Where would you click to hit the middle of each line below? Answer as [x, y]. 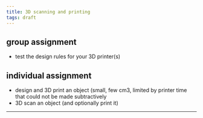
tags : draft [21, 18]
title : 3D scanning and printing [48, 12]
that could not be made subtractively [61, 97]
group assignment [41, 42]
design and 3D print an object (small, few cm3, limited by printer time [101, 90]
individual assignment [49, 75]
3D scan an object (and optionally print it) [67, 103]
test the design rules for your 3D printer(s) [68, 57]
